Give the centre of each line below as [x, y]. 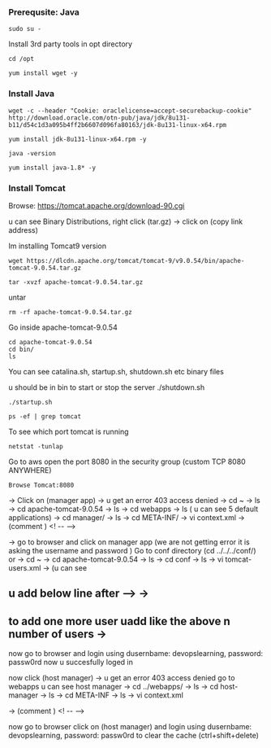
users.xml [25, 567]
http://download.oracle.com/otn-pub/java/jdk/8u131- [99, 118]
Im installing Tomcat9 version [58, 246]
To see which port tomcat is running [69, 431]
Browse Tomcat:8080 [41, 485]
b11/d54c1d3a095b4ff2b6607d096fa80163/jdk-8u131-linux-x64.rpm [118, 125]
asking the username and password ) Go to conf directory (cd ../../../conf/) [132, 550]
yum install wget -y [43, 73]
